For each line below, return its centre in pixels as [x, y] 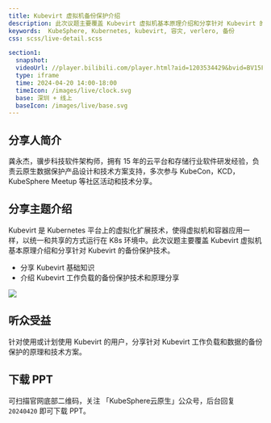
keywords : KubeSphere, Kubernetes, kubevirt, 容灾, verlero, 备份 [122, 31]
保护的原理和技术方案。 [47, 351]
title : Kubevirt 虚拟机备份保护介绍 [65, 16]
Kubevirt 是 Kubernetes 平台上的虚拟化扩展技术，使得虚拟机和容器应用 [126, 230]
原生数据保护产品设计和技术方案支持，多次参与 [100, 171]
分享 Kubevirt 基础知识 [57, 267]
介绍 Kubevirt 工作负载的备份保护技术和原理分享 [100, 277]
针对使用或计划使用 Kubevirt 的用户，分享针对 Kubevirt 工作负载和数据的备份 [135, 341]
